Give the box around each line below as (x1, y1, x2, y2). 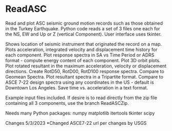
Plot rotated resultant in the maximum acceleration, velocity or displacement (5, 63, 167, 69)
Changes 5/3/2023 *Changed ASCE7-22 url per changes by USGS (5, 120, 147, 126)
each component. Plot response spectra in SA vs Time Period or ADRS (5, 52, 155, 58)
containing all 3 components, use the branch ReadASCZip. (5, 100, 129, 106)
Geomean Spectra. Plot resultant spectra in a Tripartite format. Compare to (5, 73, 163, 80)
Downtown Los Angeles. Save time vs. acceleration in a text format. (5, 84, 148, 90)
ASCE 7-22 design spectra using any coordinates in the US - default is (5, 79, 154, 85)
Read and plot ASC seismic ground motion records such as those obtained (5, 20, 163, 26)
